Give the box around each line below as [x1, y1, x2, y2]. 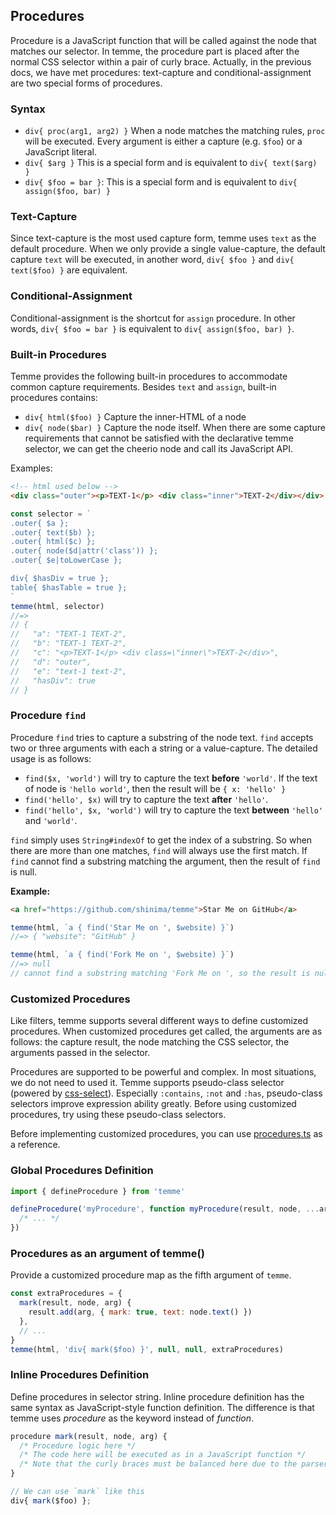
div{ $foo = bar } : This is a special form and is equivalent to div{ [24, 176, 298, 188]
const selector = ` [10, 509, 92, 519]
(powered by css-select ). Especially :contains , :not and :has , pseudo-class [10, 1087, 323, 1099]
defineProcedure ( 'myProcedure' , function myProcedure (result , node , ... [10, 1204, 320, 1214]
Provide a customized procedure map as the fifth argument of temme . [10, 1269, 292, 1281]
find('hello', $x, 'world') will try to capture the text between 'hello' [24, 804, 324, 816]
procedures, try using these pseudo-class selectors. [10, 1109, 227, 1121]
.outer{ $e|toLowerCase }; [10, 555, 123, 566]
